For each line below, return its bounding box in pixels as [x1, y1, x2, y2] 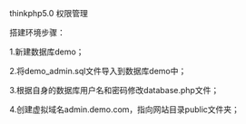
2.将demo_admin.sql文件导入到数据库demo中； [9, 66, 187, 76]
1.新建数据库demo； [9, 46, 84, 57]
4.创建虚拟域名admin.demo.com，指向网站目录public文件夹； [9, 104, 241, 115]
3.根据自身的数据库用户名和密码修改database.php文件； [9, 85, 220, 95]
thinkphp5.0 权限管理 [9, 8, 89, 18]
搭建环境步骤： [9, 27, 65, 38]
